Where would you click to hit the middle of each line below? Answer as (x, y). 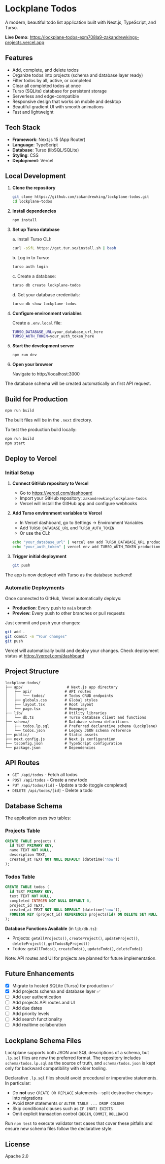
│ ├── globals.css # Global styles (51, 700)
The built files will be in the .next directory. (49, 420)
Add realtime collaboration (39, 1025)
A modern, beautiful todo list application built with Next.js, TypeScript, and (81, 22)
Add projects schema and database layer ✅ (56, 991)
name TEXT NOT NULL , (31, 850)
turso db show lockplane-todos (44, 304)
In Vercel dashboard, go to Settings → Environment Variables (82, 523)
